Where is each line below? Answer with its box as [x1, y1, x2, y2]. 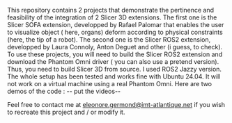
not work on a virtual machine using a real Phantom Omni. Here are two [7, 80, 212, 88]
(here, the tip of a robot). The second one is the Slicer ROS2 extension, [7, 35, 211, 44]
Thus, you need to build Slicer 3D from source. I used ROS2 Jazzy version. [7, 65, 222, 73]
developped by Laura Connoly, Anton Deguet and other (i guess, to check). [7, 43, 223, 51]
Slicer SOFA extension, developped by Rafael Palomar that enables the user [7, 21, 224, 28]
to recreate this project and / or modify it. [7, 108, 125, 116]
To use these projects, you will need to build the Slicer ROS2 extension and [7, 50, 223, 58]
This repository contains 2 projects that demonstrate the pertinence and [7, 6, 215, 14]
